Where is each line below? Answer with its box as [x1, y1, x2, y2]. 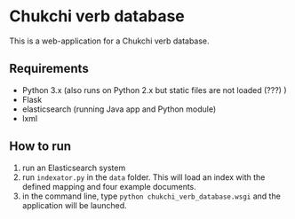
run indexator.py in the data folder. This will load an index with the [21, 171, 266, 183]
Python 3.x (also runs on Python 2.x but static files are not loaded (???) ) [21, 84, 287, 95]
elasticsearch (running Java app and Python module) [21, 104, 217, 114]
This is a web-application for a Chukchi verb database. [9, 35, 211, 46]
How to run [9, 139, 72, 154]
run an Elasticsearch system [21, 162, 126, 173]
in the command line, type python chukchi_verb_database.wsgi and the [21, 191, 282, 201]
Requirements [9, 61, 89, 76]
